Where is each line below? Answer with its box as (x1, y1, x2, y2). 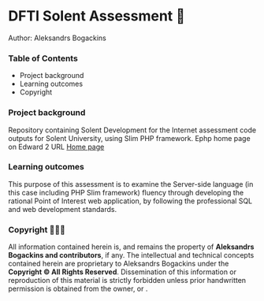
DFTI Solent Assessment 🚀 (8, 7, 185, 25)
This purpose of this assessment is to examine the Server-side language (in (8, 179, 254, 188)
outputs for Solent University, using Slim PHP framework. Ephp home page (8, 133, 251, 143)
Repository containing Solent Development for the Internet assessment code (8, 125, 257, 135)
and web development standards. (8, 204, 117, 214)
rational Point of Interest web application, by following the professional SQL (8, 196, 253, 206)
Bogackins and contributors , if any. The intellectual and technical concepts (8, 251, 255, 260)
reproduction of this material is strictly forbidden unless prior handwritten (8, 276, 247, 285)
